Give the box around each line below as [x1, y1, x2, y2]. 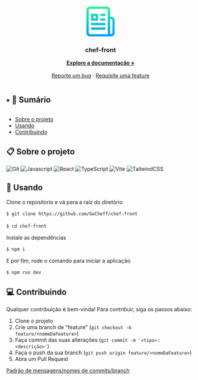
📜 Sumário [11, 94, 51, 105]
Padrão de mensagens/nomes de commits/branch [6, 367, 130, 374]
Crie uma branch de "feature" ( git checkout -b [14, 323, 132, 330]
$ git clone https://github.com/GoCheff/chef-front [6, 210, 138, 217]
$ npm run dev [6, 269, 42, 275]
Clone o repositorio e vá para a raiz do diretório [6, 198, 123, 206]
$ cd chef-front [6, 223, 47, 229]
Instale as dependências [6, 234, 66, 241]
